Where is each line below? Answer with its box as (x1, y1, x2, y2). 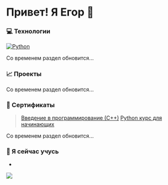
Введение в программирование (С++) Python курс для (20, 114, 163, 122)
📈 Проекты (6, 70, 42, 78)
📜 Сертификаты (6, 101, 55, 109)
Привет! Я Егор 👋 (6, 5, 94, 19)
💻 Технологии (6, 27, 51, 35)
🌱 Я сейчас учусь (6, 147, 59, 155)
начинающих (20, 121, 55, 128)
